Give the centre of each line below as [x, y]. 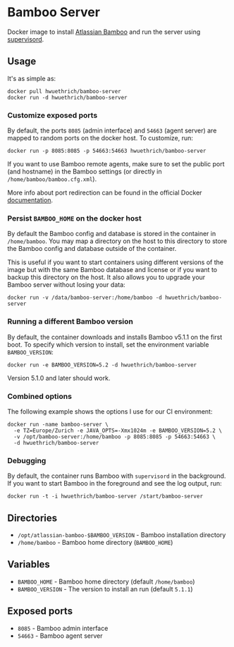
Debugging [27, 460]
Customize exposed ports [53, 115]
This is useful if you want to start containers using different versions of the [116, 262]
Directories [32, 518]
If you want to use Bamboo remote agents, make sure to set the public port [116, 164]
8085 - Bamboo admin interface [63, 628]
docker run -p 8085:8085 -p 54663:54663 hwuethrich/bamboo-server [107, 151]
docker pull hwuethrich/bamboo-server [64, 91]
